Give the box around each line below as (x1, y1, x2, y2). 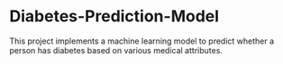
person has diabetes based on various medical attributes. (9, 44, 224, 55)
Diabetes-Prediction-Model (9, 6, 219, 27)
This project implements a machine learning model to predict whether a (9, 36, 275, 46)
